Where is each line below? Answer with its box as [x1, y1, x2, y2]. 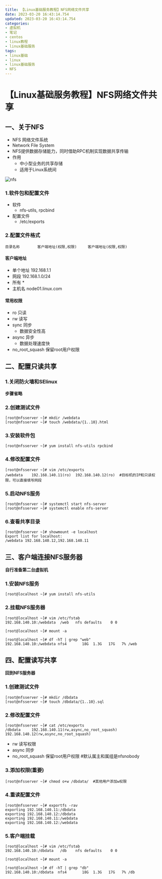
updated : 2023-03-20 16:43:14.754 [5, 16, 76, 21]
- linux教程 [5, 39, 28, 44]
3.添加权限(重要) [5, 766, 44, 773]
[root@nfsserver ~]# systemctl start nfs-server [5, 502, 107, 506]
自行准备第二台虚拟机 [5, 566, 48, 572]
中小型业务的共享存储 [19, 160, 63, 166]
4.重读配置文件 [5, 791, 41, 798]
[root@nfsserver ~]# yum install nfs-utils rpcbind [5, 443, 113, 448]
